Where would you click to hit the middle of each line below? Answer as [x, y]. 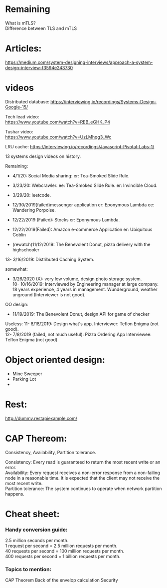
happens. [15, 494]
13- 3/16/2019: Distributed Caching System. [50, 259]
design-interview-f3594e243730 [39, 67]
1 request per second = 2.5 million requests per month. [61, 546]
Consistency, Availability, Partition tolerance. [51, 452]
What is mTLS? [20, 23]
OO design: [17, 304]
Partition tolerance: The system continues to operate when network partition [83, 489]
